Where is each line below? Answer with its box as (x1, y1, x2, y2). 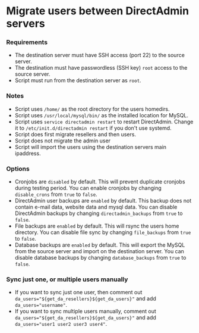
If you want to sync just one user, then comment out (14, 289, 143, 296)
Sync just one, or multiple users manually (6, 275, 128, 284)
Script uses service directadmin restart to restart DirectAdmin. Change (14, 118, 194, 125)
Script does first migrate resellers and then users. (14, 130, 137, 138)
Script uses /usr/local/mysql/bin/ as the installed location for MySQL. (14, 111, 189, 119)
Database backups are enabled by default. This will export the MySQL (14, 241, 185, 248)
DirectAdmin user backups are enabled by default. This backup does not (14, 197, 192, 204)
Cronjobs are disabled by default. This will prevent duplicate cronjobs (14, 178, 185, 185)
